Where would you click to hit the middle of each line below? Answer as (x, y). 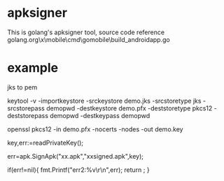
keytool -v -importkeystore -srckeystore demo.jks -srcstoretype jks (104, 101)
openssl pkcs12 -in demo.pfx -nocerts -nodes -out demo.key (95, 129)
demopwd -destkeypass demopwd (100, 115)
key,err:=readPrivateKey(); (45, 143)
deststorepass (28, 115)
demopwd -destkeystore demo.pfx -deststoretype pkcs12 (129, 108)
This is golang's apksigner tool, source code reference (86, 32)
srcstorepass (26, 108)
